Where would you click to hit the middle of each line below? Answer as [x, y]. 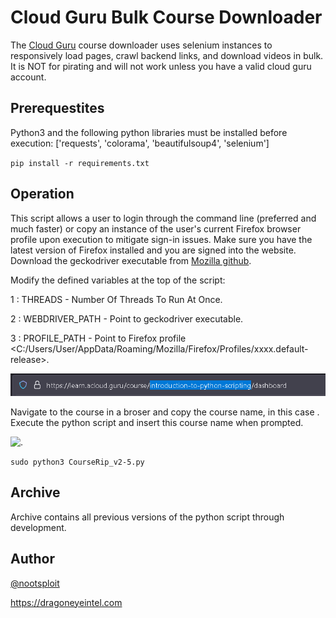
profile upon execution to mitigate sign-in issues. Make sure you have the [161, 239]
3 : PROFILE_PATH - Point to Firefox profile [98, 338]
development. [38, 527]
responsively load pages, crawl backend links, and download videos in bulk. [167, 55]
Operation [42, 194]
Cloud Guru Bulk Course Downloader [166, 17]
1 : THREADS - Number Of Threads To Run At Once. [116, 299]
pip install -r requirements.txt [80, 163]
